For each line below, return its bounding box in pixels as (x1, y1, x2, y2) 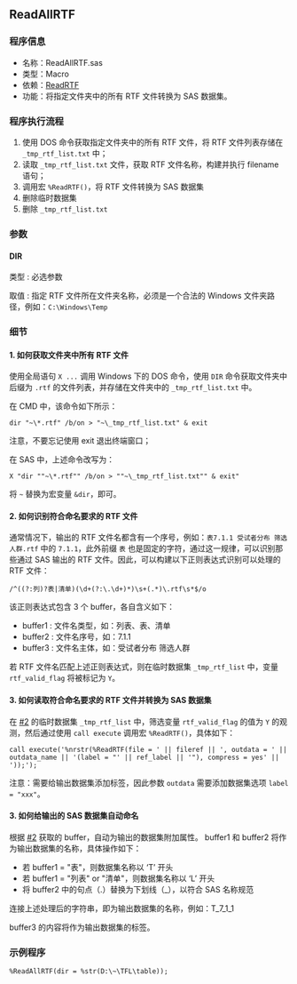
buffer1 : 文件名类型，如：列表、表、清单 (21, 620, 171, 631)
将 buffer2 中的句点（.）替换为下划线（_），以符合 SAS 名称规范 (21, 884, 254, 894)
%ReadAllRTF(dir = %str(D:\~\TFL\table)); (9, 967, 168, 976)
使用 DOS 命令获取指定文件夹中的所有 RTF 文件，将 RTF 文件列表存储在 (21, 137, 284, 148)
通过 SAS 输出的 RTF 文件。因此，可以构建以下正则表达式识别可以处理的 (16, 555, 281, 565)
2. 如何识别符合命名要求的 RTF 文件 (9, 510, 138, 521)
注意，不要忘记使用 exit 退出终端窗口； (9, 436, 152, 446)
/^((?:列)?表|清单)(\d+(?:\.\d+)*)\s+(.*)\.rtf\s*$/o (9, 585, 207, 594)
